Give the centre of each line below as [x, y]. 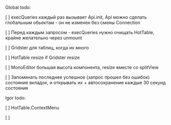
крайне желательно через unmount [44, 38]
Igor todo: [16, 98]
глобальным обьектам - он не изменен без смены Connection [73, 23]
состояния [17, 88]
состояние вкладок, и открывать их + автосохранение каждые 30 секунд [85, 83]
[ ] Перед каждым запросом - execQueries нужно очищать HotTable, [80, 32]
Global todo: [18, 7]
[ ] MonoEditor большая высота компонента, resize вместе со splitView [82, 67]
